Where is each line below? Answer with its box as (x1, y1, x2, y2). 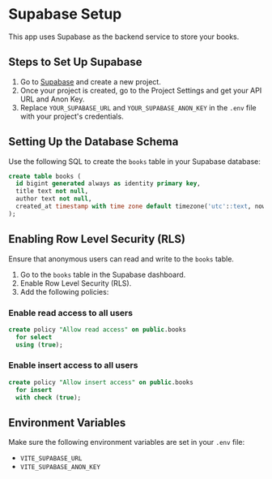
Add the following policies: (19, 287, 109, 296)
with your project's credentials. (19, 111, 124, 121)
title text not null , (15, 188, 89, 196)
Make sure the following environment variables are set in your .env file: (8, 438, 245, 447)
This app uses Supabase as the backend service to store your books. (8, 32, 240, 41)
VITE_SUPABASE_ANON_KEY (19, 464, 101, 472)
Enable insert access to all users (8, 360, 138, 371)
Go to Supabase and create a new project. (19, 76, 162, 86)
